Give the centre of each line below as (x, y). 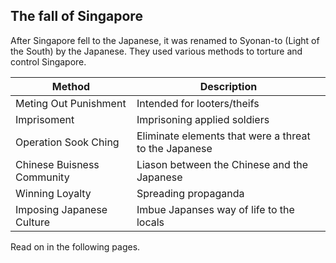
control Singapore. (48, 61)
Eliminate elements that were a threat (223, 136)
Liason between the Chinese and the (222, 164)
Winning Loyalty (53, 193)
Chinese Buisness (57, 164)
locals (150, 222)
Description (228, 86)
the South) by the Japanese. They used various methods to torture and (156, 51)
